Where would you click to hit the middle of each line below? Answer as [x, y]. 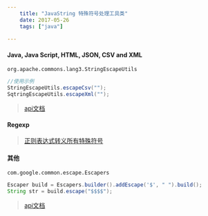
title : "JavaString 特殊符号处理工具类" [74, 13]
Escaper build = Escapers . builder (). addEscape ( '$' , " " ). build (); [105, 185]
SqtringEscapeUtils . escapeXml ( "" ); [58, 95]
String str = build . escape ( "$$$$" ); [60, 192]
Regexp [18, 124]
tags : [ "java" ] [41, 26]
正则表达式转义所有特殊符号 [64, 141]
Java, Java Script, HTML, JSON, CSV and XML [75, 55]
